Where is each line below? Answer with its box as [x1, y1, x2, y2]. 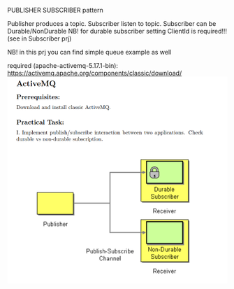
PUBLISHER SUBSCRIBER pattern [7, 6, 103, 14]
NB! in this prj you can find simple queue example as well [7, 48, 172, 56]
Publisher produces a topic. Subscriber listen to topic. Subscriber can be [7, 20, 217, 27]
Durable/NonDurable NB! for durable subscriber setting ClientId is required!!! [7, 27, 228, 35]
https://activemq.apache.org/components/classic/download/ [7, 69, 182, 77]
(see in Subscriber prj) [7, 34, 72, 43]
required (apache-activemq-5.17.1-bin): [7, 62, 119, 69]
